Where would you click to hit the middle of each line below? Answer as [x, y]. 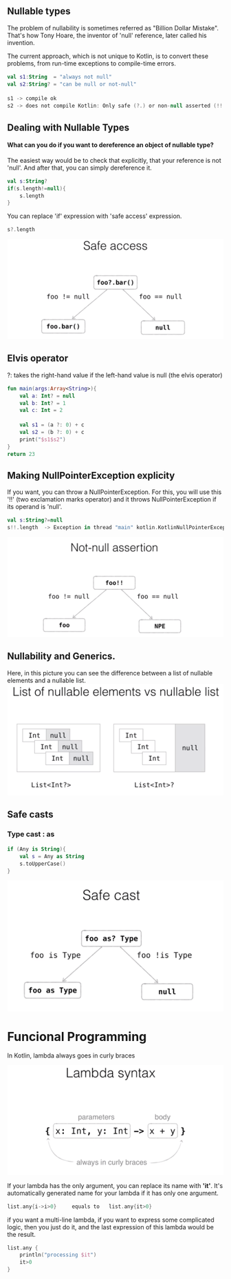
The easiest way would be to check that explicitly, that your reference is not [114, 160]
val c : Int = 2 [41, 410]
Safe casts [30, 814]
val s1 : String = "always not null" [59, 77]
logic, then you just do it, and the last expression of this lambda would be [111, 1227]
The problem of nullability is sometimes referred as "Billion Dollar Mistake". [113, 28]
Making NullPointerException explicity [91, 475]
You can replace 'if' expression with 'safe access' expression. [95, 216]
